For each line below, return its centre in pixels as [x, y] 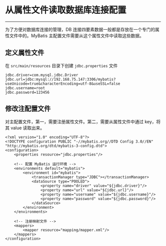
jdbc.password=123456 [27, 92]
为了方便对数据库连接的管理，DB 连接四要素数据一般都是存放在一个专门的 [80, 29]
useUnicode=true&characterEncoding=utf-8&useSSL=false [63, 84]
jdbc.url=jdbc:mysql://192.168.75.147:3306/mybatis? [61, 79]
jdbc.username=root [25, 88]
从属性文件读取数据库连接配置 [66, 10]
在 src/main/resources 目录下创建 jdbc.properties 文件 [61, 65]
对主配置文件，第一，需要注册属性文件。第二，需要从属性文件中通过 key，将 [83, 121]
